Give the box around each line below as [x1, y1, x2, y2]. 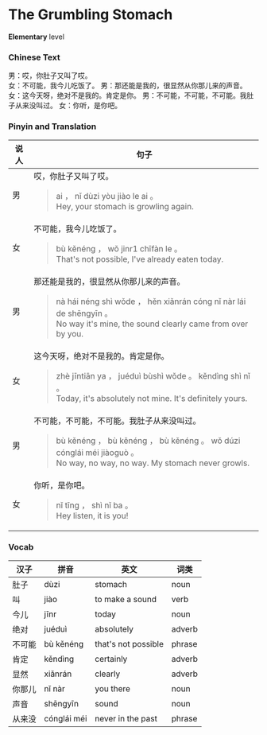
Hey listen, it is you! [56, 510, 129, 521]
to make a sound [95, 593, 157, 605]
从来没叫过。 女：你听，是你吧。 [14, 101, 122, 111]
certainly [95, 653, 128, 664]
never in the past [95, 713, 157, 724]
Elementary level [8, 32, 65, 41]
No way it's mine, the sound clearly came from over [56, 318, 249, 329]
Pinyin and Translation [8, 121, 97, 132]
